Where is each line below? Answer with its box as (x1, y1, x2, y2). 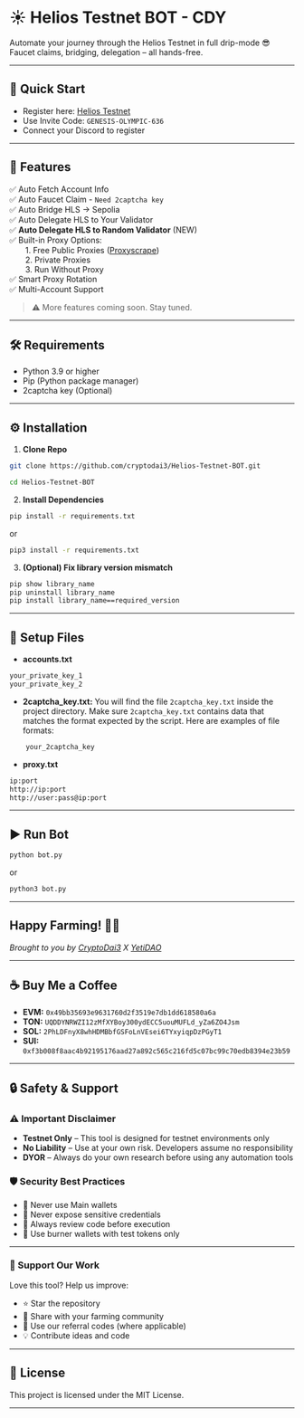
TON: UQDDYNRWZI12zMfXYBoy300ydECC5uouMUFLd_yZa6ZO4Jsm (22, 1016, 240, 1027)
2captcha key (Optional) (22, 385, 113, 396)
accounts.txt (22, 654, 72, 665)
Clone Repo (22, 444, 68, 455)
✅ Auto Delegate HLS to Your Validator (9, 214, 154, 224)
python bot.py (9, 851, 63, 860)
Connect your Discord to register (22, 125, 146, 136)
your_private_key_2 (9, 680, 83, 689)
